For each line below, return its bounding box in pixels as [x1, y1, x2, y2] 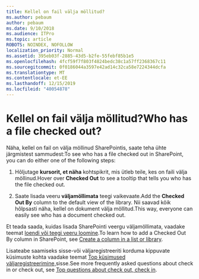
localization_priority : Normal [6, 48, 84, 54]
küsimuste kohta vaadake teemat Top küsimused [6, 253, 126, 261]
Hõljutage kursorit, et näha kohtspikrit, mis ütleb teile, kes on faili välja [14, 168, 188, 175]
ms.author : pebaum [6, 14, 52, 20]
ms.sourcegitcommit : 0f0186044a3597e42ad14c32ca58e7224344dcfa [6, 64, 166, 70]
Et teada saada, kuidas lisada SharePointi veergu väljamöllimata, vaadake [6, 222, 185, 230]
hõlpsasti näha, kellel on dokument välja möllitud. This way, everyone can [14, 205, 193, 212]
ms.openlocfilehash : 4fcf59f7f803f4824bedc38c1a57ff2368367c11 [6, 58, 166, 64]
